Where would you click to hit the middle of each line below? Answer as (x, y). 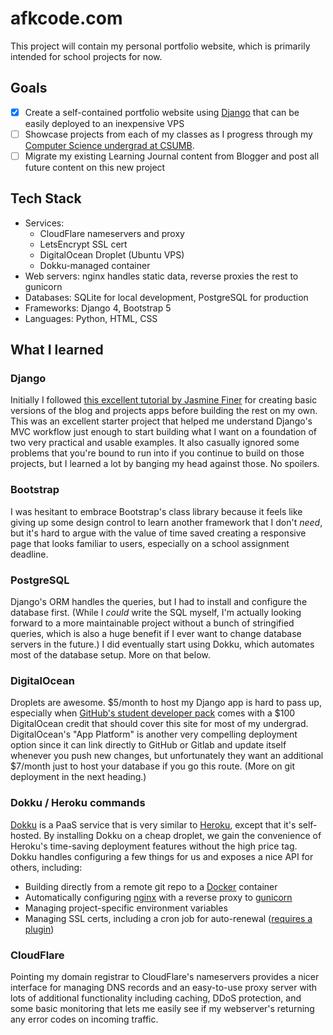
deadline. (29, 554)
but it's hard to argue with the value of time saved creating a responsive (158, 533)
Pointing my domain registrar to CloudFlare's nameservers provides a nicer (165, 976)
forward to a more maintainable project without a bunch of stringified (152, 623)
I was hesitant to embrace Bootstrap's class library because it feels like (156, 511)
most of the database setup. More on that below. (110, 655)
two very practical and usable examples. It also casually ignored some (155, 443)
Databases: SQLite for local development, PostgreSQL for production (166, 297)
